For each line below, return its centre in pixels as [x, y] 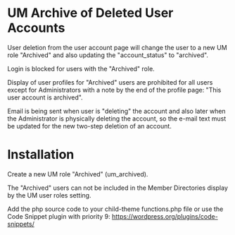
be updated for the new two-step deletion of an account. [90, 126]
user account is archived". [45, 97]
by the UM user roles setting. [49, 195]
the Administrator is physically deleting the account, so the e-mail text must [117, 119]
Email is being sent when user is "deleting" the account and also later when [117, 111]
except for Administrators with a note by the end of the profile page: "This [114, 90]
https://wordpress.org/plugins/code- [165, 216]
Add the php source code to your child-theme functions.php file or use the [115, 209]
